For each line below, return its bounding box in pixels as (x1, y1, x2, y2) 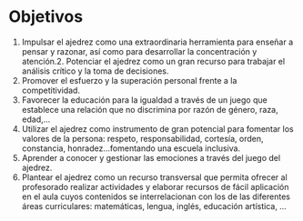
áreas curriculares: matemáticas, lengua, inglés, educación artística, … (21, 200, 288, 211)
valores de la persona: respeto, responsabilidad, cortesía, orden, (21, 133, 265, 144)
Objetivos (8, 6, 84, 27)
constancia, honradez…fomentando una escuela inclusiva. (21, 143, 241, 154)
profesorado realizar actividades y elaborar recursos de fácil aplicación (21, 181, 289, 192)
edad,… (21, 114, 51, 125)
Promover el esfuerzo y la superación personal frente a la (21, 75, 237, 85)
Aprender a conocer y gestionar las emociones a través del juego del (21, 152, 281, 163)
